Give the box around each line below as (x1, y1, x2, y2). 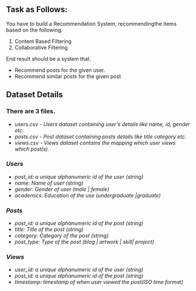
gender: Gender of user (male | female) (14, 185, 109, 192)
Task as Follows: (6, 5, 68, 15)
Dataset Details (6, 90, 63, 100)
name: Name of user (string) (14, 179, 84, 186)
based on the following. (6, 26, 63, 33)
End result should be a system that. (6, 55, 91, 62)
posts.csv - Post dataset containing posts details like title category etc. (14, 133, 187, 140)
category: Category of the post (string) (14, 232, 109, 239)
